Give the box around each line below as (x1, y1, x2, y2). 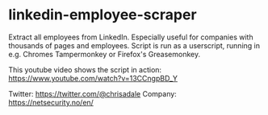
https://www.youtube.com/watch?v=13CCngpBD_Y (8, 73, 178, 83)
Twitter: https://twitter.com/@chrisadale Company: (8, 88, 178, 98)
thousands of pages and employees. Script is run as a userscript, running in (8, 40, 261, 50)
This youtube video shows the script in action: (8, 64, 162, 74)
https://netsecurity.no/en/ (8, 97, 94, 107)
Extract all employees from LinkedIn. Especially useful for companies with (8, 32, 253, 42)
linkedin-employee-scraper (8, 6, 197, 24)
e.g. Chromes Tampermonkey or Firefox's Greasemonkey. (8, 49, 200, 59)
